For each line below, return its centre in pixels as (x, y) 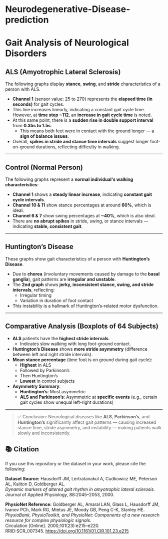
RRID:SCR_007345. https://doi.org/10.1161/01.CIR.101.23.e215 (67, 531)
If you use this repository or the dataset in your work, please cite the (75, 464)
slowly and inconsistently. (44, 433)
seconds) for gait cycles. (38, 104)
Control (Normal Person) (44, 167)
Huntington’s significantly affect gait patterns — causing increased (87, 422)
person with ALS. (23, 89)
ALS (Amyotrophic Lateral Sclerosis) (63, 72)
